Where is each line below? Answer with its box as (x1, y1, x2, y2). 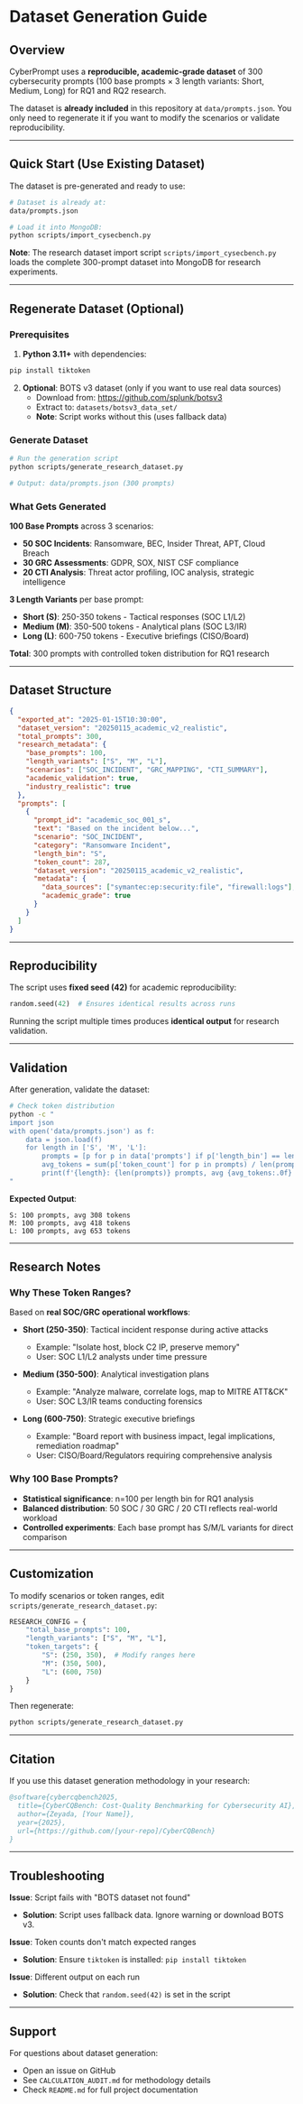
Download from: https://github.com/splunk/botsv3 (35, 392, 223, 402)
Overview (9, 42, 66, 58)
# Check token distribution (9, 1102, 115, 1111)
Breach (22, 548, 50, 558)
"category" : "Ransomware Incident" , (32, 841, 171, 850)
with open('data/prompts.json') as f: (9, 1126, 155, 1136)
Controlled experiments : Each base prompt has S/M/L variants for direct (22, 1522, 294, 1533)
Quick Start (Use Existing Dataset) (9, 156, 206, 172)
